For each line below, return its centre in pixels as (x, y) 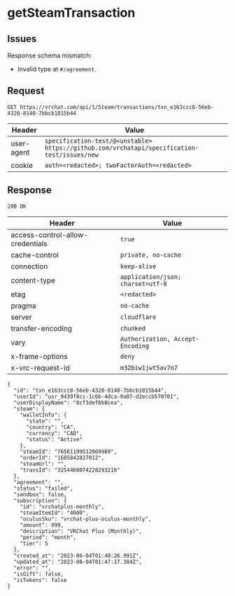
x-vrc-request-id (40, 367)
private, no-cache (151, 255)
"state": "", (45, 421)
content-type (33, 280)
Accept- (186, 339)
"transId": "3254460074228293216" (70, 470)
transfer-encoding (41, 328)
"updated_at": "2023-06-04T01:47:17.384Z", (78, 562)
